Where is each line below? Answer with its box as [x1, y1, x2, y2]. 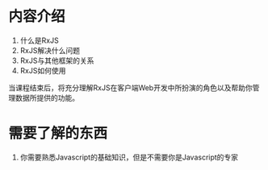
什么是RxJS [19, 35, 59, 45]
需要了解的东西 [8, 124, 108, 143]
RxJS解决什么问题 [19, 45, 81, 55]
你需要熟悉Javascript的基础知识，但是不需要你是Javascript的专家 [19, 152, 239, 162]
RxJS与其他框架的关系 [19, 56, 94, 65]
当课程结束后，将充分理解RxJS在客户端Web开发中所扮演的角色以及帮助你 [8, 82, 253, 93]
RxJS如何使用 [19, 65, 66, 75]
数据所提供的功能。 [15, 93, 79, 102]
